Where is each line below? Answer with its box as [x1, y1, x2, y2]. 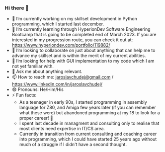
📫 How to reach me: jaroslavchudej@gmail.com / [11, 74, 114, 80]
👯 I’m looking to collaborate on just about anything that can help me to [11, 47, 156, 54]
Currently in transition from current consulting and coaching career [19, 131, 157, 137]
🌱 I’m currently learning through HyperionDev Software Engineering [11, 26, 151, 32]
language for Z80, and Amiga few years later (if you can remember [19, 104, 156, 111]
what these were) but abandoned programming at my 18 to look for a [19, 110, 160, 116]
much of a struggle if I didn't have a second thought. [19, 142, 127, 148]
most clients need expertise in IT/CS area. [19, 126, 105, 132]
